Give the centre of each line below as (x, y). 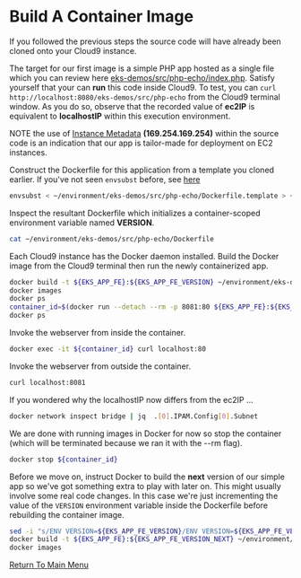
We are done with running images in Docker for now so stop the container (146, 433)
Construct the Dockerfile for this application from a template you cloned (142, 170)
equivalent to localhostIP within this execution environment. (120, 116)
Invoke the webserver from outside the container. (100, 366)
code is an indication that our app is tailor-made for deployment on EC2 (141, 143)
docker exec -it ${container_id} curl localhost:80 (107, 349)
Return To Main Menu (49, 565)
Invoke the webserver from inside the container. (98, 333)
